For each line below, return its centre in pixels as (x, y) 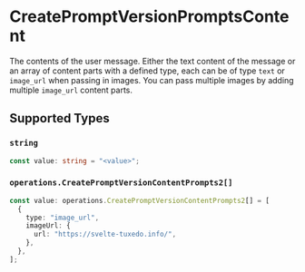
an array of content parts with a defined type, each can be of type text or (148, 71)
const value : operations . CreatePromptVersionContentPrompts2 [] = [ (140, 200)
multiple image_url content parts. (71, 90)
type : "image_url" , (63, 218)
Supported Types (60, 118)
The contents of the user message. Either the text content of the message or (152, 61)
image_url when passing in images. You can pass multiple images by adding (152, 80)
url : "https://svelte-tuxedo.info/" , (105, 234)
